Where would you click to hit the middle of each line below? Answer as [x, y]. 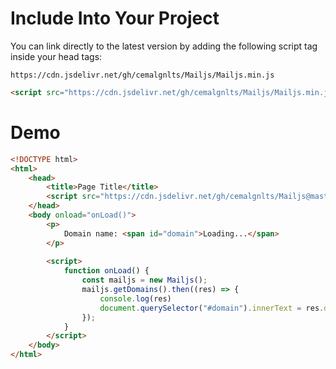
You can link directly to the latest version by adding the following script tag [164, 46]
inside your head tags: [56, 56]
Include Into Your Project [115, 18]
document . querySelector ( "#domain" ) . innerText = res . [212, 308]
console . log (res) [135, 298]
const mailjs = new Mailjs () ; [144, 280]
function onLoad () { [106, 271]
